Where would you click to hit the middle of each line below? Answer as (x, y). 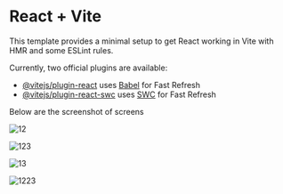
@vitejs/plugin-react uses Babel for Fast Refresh (111, 85)
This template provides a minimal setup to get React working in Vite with (141, 41)
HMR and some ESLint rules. (61, 50)
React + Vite (56, 16)
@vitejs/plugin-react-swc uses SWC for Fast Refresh (119, 94)
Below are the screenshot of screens (77, 111)
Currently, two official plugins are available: (89, 68)
